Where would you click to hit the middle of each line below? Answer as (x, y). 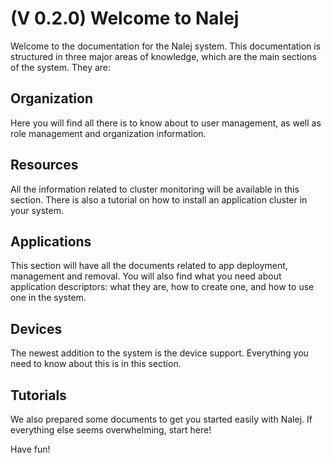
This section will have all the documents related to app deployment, (149, 266)
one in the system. (48, 298)
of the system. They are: (61, 67)
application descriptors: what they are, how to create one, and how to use (162, 287)
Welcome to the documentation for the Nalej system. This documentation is (166, 46)
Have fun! (30, 449)
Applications (51, 241)
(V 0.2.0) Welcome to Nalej (125, 18)
